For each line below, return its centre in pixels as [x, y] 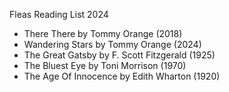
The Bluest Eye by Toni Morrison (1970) [105, 65]
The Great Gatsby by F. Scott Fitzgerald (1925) [119, 55]
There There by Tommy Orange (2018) [103, 33]
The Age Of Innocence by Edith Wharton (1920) [122, 76]
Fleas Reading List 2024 [59, 14]
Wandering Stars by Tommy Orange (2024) [112, 44]
